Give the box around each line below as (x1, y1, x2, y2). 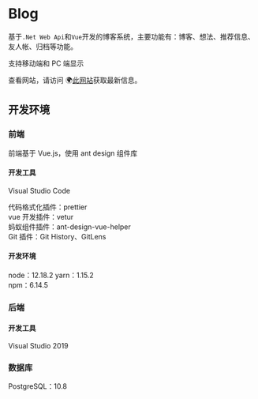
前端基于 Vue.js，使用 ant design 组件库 (8, 148, 138, 158)
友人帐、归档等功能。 (8, 41, 77, 51)
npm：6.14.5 (8, 280, 49, 290)
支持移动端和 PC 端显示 (8, 58, 84, 68)
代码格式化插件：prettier (8, 202, 88, 212)
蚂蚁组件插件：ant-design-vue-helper (8, 222, 132, 231)
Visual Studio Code (8, 186, 71, 195)
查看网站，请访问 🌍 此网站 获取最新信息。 (8, 75, 142, 85)
